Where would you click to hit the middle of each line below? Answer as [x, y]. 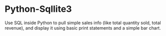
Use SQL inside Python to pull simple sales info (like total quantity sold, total [83, 23]
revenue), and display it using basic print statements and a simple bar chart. [83, 28]
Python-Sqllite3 [38, 9]
